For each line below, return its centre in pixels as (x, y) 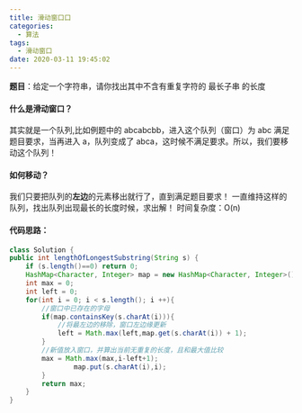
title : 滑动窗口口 (40, 18)
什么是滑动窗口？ (41, 108)
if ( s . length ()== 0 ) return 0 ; (82, 266)
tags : (19, 43)
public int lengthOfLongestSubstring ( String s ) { (104, 258)
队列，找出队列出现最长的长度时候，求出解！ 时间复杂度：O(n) (125, 208)
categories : (31, 26)
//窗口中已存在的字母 (76, 308)
